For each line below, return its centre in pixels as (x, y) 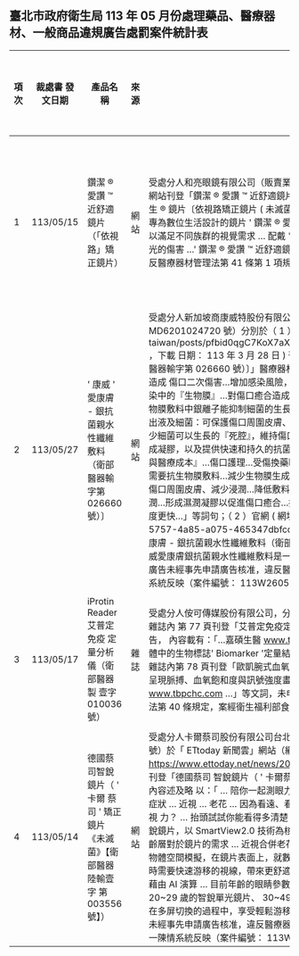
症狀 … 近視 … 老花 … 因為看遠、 (216, 803)
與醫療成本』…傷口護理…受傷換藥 (218, 462)
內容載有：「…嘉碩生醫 (215, 639)
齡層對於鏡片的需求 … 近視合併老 (217, 844)
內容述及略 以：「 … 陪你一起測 (212, 790)
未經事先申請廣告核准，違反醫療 (215, 924)
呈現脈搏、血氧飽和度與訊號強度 (215, 679)
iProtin (101, 601)
